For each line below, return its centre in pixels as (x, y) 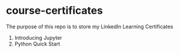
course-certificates (55, 11)
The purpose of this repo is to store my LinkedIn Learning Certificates (90, 26)
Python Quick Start (37, 44)
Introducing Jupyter (38, 37)
